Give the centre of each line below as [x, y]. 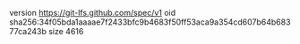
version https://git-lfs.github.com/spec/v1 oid [93, 13]
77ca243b [28, 31]
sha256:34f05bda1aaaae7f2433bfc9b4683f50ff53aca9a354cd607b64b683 [150, 22]
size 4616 [66, 31]
